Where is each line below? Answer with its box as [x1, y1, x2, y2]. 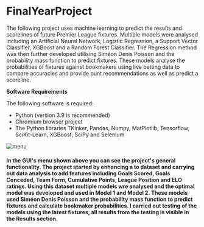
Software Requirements [6, 88, 68, 95]
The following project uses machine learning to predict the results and [6, 24, 182, 32]
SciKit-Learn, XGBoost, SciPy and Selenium [15, 131, 125, 138]
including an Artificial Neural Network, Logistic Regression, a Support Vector [6, 37, 199, 44]
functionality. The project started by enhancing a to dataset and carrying [6, 163, 195, 170]
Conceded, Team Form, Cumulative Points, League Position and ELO [6, 176, 183, 183]
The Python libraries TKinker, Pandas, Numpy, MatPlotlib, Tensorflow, [15, 124, 190, 131]
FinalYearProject [6, 4, 93, 18]
